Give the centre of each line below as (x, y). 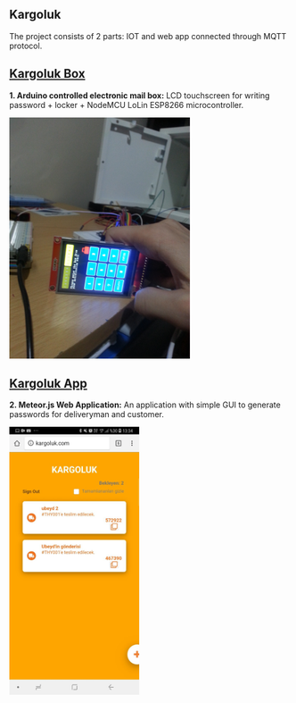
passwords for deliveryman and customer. (87, 414)
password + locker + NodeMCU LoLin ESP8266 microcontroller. (127, 105)
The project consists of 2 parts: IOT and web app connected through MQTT (148, 36)
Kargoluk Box (47, 74)
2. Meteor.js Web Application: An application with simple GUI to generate (145, 405)
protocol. (26, 46)
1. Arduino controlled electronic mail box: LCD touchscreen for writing (140, 95)
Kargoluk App (48, 384)
